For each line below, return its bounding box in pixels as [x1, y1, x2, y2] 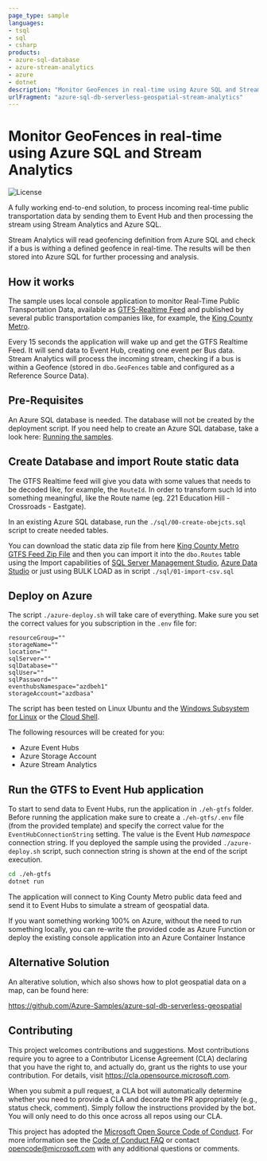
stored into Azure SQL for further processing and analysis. [8, 252, 199, 262]
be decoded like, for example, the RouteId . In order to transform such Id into [8, 485, 257, 494]
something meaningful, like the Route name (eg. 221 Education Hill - [8, 493, 230, 502]
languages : [8, 19, 44, 27]
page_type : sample [8, 11, 69, 20]
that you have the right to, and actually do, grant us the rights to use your [8, 1062, 248, 1071]
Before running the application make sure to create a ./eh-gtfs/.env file [8, 812, 245, 822]
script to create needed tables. [8, 525, 109, 535]
